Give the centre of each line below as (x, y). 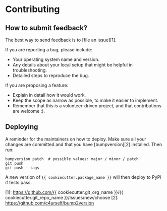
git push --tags (22, 168)
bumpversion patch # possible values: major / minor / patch (72, 159)
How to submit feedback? (46, 28)
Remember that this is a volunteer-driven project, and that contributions (87, 106)
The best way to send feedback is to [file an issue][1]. (61, 40)
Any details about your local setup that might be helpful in (72, 65)
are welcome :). (29, 111)
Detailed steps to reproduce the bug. (51, 76)
